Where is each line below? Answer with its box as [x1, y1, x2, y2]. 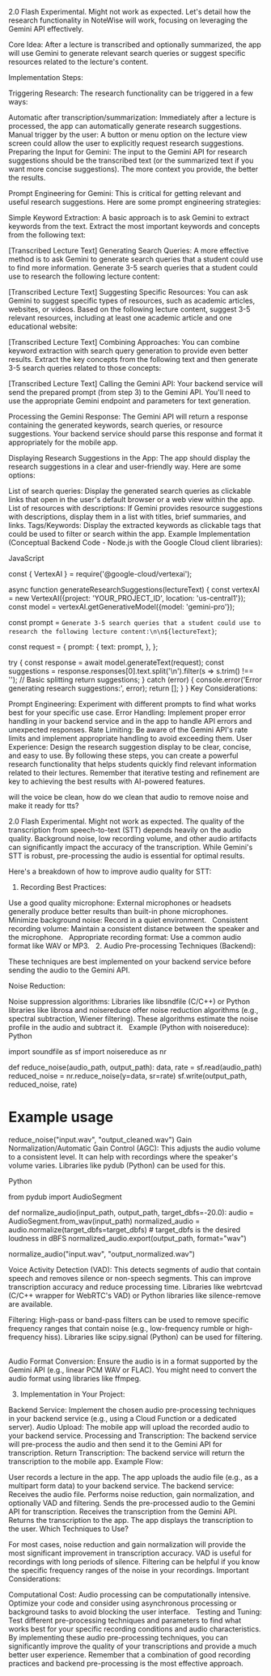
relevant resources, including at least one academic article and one [8, 313, 232, 322]
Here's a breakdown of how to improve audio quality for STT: [8, 866, 212, 876]
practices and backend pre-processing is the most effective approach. [8, 1658, 244, 1668]
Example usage [8, 1108, 114, 1126]
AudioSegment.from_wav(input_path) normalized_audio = [8, 1216, 201, 1226]
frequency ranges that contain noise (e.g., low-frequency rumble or [8, 1323, 234, 1333]
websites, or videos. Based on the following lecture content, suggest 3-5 [8, 304, 251, 314]
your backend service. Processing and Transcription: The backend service [8, 1431, 257, 1440]
